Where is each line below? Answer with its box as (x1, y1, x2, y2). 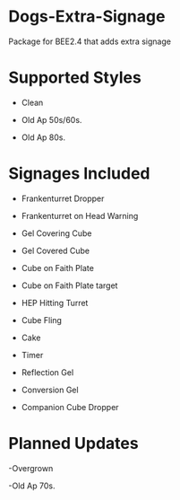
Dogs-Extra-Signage (8, 6, 166, 27)
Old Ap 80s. (21, 132, 66, 143)
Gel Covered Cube (21, 245, 90, 256)
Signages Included (8, 163, 150, 184)
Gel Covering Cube (21, 227, 92, 239)
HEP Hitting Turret (21, 297, 89, 308)
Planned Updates (8, 434, 140, 453)
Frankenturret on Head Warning (21, 210, 139, 221)
